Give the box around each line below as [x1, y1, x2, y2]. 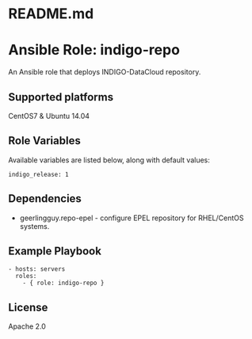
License [8, 300, 48, 314]
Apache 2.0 [8, 322, 46, 331]
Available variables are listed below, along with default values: [8, 155, 210, 165]
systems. [19, 221, 50, 230]
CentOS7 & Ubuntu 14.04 [8, 111, 90, 120]
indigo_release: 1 [8, 170, 69, 178]
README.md [8, 5, 94, 23]
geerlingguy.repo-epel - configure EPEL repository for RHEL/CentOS [19, 213, 244, 223]
